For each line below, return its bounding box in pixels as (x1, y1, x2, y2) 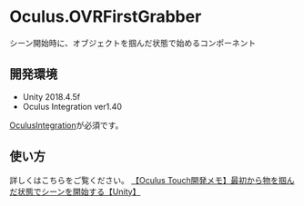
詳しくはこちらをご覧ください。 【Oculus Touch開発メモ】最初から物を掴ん (9, 174, 295, 185)
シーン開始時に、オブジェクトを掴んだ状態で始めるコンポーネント (9, 37, 257, 48)
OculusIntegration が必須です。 (9, 120, 124, 131)
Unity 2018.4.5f (22, 91, 80, 102)
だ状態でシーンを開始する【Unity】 (9, 186, 141, 197)
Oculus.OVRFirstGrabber (9, 6, 202, 27)
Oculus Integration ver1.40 (22, 101, 123, 112)
